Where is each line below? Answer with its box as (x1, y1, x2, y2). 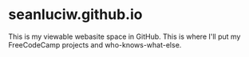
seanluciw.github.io (8, 6, 143, 24)
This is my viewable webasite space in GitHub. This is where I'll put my (8, 32, 241, 41)
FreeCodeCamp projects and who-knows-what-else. (8, 40, 182, 49)
